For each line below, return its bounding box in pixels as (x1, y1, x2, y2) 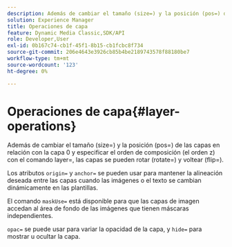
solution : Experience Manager (7, 17, 95, 23)
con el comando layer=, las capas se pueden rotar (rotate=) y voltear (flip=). (7, 156, 224, 164)
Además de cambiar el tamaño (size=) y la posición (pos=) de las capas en (7, 141, 220, 149)
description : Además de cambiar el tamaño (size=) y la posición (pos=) (7, 10, 221, 17)
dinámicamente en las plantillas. (7, 184, 99, 192)
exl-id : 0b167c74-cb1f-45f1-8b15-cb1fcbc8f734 (7, 42, 144, 49)
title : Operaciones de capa (7, 23, 88, 30)
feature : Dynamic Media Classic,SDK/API (7, 29, 126, 37)
